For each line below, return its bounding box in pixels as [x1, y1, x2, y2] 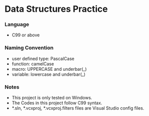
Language [4, 21, 30, 28]
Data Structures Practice [4, 3, 108, 15]
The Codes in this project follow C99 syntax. [11, 100, 102, 106]
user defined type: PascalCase [11, 56, 74, 61]
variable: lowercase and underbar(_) [11, 71, 86, 77]
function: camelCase [11, 60, 54, 67]
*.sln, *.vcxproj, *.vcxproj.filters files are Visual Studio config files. [11, 105, 145, 111]
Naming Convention [4, 44, 54, 51]
